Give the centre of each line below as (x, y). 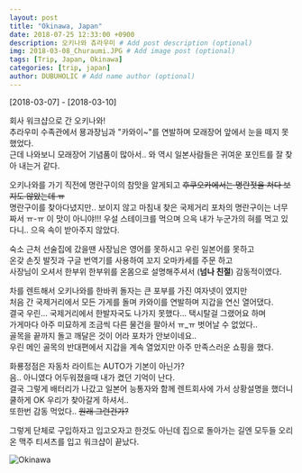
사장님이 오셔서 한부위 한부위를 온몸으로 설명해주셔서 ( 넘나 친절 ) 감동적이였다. (146, 271)
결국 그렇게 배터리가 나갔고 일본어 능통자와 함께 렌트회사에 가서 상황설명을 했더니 (151, 388)
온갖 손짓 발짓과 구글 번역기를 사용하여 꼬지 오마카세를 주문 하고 (121, 260)
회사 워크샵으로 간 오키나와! (58, 120)
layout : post (34, 18)
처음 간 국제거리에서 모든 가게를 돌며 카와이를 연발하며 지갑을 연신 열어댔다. (142, 302)
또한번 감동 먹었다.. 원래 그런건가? (69, 411)
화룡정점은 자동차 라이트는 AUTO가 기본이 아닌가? (97, 366)
